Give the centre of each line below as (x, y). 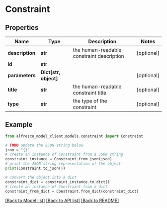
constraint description (98, 56)
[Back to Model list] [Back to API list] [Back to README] (62, 201)
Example (19, 125)
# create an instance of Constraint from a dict (56, 187)
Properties (22, 28)
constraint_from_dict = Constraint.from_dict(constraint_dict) (72, 191)
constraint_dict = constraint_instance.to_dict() (58, 182)
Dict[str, (50, 72)
